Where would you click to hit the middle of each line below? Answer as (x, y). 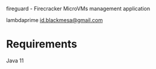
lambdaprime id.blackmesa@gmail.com (54, 20)
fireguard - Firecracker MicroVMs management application (78, 9)
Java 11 (15, 60)
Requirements (42, 44)
